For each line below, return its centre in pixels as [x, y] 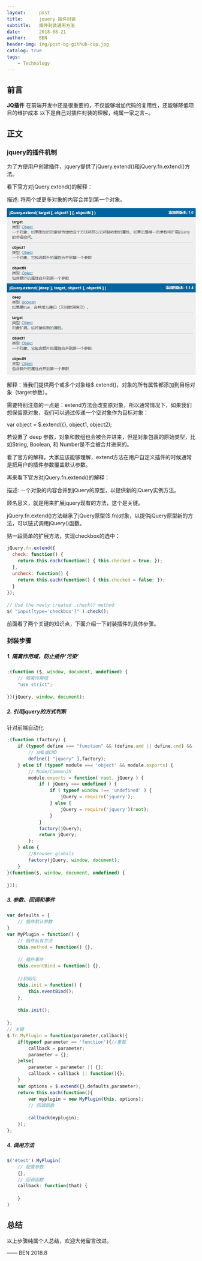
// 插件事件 [31, 960]
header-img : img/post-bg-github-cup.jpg [58, 44]
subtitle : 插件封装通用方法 [41, 25]
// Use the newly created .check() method [61, 605]
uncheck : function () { [40, 573]
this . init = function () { [50, 985]
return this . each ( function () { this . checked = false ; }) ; [91, 580]
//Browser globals [51, 854]
